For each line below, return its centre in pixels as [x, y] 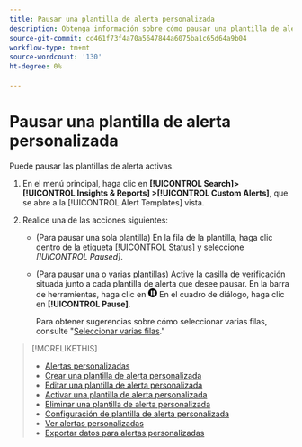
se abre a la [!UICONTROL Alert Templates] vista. [113, 202]
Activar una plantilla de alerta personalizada [126, 394]
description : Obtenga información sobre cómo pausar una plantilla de [144, 28]
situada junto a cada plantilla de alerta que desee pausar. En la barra [162, 283]
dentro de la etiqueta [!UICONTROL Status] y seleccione [140, 247]
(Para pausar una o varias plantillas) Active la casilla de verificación [160, 274]
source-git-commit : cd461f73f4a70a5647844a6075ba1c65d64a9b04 [128, 38]
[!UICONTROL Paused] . [79, 256]
